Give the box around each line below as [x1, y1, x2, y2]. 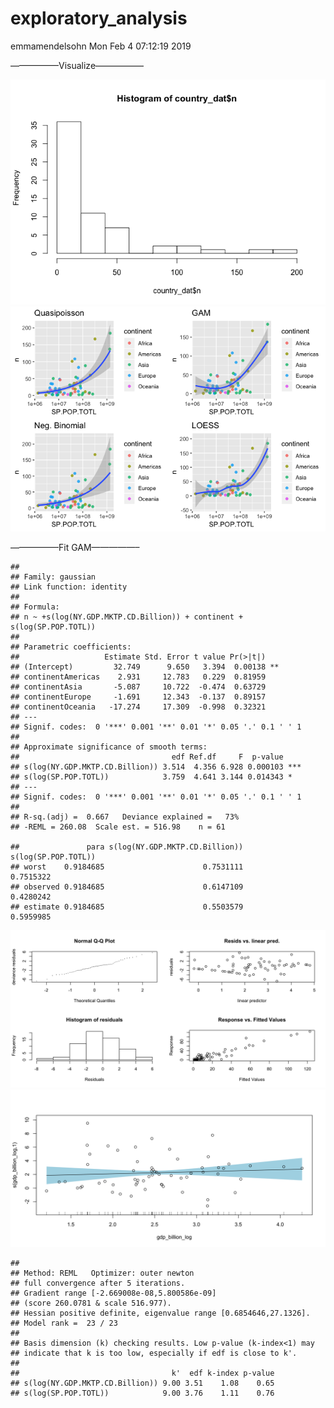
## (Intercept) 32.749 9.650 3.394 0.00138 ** [10, 662, 280, 672]
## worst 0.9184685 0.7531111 [10, 862, 244, 872]
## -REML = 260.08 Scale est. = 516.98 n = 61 [10, 822, 226, 832]
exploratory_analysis [10, 7, 188, 30]
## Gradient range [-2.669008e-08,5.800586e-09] [10, 1288, 217, 1298]
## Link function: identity [10, 582, 128, 592]
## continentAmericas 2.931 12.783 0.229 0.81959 [10, 672, 267, 682]
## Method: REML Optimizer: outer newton [10, 1268, 195, 1278]
